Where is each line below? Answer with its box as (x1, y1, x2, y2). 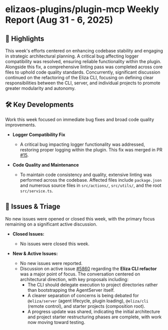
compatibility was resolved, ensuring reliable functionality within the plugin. (5, 59, 162, 64)
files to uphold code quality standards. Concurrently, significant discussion (5, 69, 160, 75)
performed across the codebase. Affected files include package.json (20, 177, 162, 183)
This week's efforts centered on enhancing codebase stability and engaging (5, 48, 163, 53)
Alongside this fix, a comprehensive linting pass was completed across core (5, 64, 163, 70)
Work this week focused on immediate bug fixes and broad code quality (5, 116, 154, 122)
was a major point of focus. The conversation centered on (20, 271, 140, 277)
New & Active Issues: (12, 250, 58, 256)
